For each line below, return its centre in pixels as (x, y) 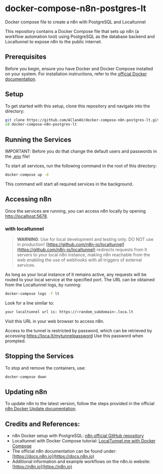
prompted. (16, 341)
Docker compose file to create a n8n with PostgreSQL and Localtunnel (75, 22)
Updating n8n (26, 392)
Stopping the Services (39, 356)
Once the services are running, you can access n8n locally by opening (75, 211)
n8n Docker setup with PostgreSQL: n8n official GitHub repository (78, 436)
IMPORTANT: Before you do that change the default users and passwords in (81, 152)
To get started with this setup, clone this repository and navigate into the (78, 106)
